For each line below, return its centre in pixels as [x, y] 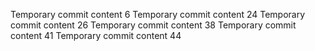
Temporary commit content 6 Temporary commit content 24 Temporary [158, 14]
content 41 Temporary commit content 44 [96, 35]
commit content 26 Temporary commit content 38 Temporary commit [153, 25]
